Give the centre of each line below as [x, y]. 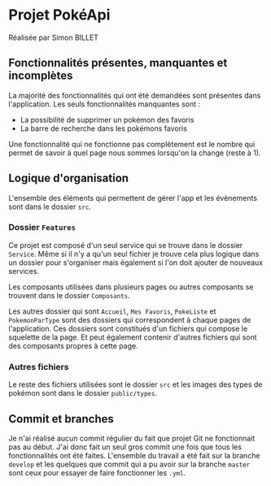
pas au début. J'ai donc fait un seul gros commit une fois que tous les [125, 447]
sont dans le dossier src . [50, 206]
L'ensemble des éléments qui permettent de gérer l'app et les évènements [133, 197]
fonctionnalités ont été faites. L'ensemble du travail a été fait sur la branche [134, 455]
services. [24, 271]
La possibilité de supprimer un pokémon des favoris [107, 119]
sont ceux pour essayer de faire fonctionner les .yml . [97, 472]
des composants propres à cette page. [73, 345]
